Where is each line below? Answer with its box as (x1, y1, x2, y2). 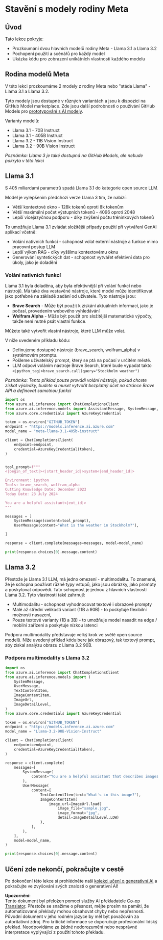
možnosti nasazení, (12, 612, 51, 618)
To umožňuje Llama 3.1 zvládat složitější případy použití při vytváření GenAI (5, 224, 157, 230)
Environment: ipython (5, 478, 49, 483)
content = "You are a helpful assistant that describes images (31, 774, 159, 779)
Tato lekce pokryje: (5, 36, 44, 42)
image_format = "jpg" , (57, 810, 99, 815)
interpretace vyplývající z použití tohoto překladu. (5, 929, 105, 935)
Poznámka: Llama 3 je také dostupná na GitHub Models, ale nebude (5, 152, 143, 158)
